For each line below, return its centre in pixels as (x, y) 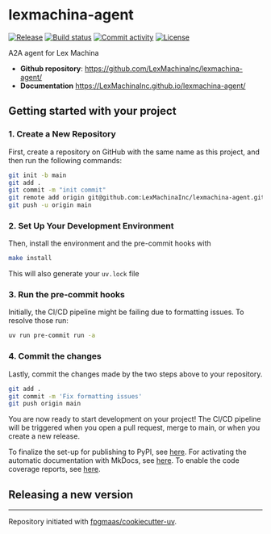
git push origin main (45, 404)
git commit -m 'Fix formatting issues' (75, 396)
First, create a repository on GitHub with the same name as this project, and (134, 152)
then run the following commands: (65, 160)
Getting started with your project (92, 111)
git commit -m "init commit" (57, 190)
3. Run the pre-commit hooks (67, 295)
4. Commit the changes (55, 356)
